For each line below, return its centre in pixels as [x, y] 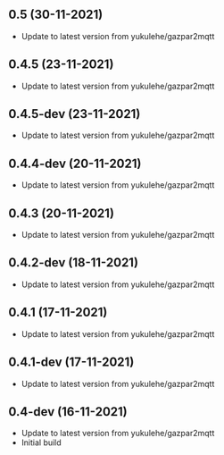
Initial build [41, 442]
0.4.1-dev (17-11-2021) [71, 362]
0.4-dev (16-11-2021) [68, 412]
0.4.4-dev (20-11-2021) [75, 163]
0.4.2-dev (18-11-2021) [74, 263]
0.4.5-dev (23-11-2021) [75, 114]
